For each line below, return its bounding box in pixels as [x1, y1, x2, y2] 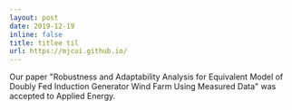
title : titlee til [9, 38, 79, 48]
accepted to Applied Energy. [9, 91, 116, 102]
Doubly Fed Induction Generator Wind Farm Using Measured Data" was [9, 81, 277, 92]
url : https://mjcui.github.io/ [9, 47, 128, 56]
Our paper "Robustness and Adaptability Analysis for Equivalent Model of [9, 71, 284, 82]
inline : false [9, 30, 63, 39]
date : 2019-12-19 [9, 22, 75, 31]
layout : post [9, 13, 59, 23]
